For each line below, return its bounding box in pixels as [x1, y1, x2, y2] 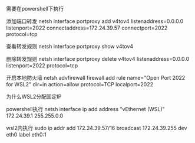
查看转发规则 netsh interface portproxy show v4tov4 [6, 43, 134, 50]
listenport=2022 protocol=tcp [6, 62, 78, 69]
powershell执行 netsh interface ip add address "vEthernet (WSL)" [6, 106, 165, 112]
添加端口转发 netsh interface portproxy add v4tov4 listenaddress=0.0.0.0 [6, 18, 184, 25]
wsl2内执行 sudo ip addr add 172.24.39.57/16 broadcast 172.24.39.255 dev [6, 125, 187, 131]
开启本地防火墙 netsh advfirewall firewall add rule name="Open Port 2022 [6, 74, 186, 81]
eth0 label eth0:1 [6, 131, 47, 138]
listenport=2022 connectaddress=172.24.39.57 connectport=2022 [6, 24, 168, 31]
